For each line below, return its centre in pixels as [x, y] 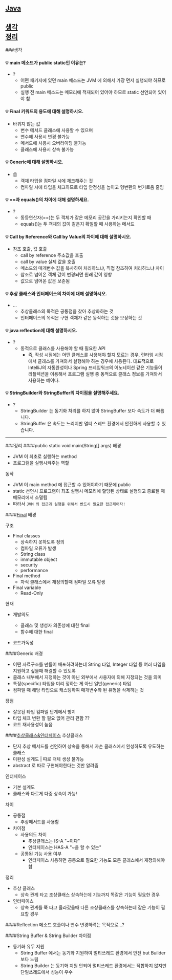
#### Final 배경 [21, 514]
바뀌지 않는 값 [26, 124]
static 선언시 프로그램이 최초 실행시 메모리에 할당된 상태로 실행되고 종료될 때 [89, 491]
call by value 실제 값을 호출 [48, 262]
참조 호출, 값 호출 [30, 249]
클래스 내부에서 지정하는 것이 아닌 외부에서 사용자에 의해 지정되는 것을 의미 [87, 677]
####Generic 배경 [24, 653]
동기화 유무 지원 [28, 946]
